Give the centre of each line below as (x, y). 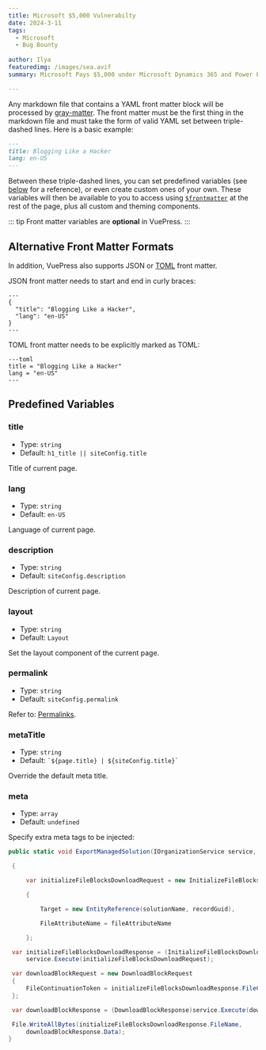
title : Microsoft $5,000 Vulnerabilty (72, 15)
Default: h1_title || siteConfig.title (83, 452)
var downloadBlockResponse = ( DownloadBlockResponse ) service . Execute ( (130, 1010)
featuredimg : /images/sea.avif (60, 67)
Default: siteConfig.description (72, 576)
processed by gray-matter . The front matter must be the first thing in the (126, 113)
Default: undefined (49, 822)
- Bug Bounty (37, 45)
